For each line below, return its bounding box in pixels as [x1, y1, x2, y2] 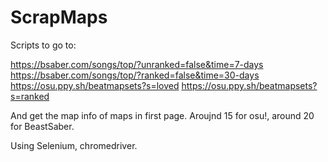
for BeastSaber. [10, 120, 75, 132]
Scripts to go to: [10, 39, 77, 51]
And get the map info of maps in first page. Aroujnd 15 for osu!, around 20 [10, 109, 315, 121]
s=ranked [10, 90, 50, 102]
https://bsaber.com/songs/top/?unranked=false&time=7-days [10, 58, 264, 70]
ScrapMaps [10, 6, 108, 29]
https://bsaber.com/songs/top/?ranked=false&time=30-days [10, 69, 260, 81]
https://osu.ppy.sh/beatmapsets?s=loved [10, 79, 180, 91]
